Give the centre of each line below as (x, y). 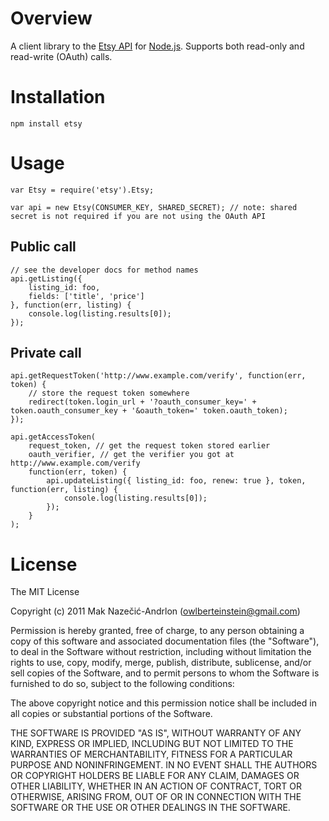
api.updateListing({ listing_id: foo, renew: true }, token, (176, 481)
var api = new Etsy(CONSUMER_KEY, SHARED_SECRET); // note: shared (154, 207)
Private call (46, 353)
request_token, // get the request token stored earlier (149, 446)
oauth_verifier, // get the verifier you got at (131, 455)
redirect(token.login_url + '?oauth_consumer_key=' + (142, 402)
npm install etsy (46, 123)
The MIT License (45, 592)
